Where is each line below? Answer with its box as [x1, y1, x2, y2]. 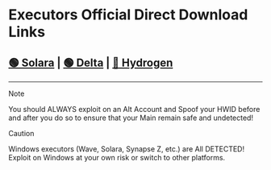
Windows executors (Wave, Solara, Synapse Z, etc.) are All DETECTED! [8, 144, 244, 154]
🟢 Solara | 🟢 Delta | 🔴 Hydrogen [8, 56, 173, 69]
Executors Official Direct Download [8, 6, 248, 24]
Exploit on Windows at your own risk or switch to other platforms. [8, 153, 226, 162]
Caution [8, 129, 35, 138]
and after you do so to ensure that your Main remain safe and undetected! [8, 113, 254, 122]
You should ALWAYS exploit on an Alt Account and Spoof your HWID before [8, 105, 261, 114]
